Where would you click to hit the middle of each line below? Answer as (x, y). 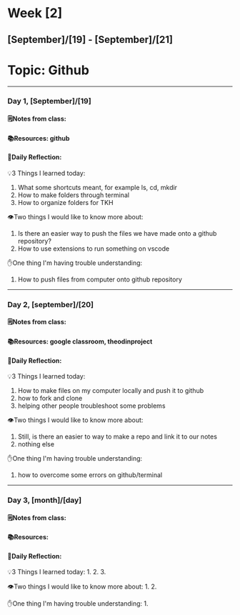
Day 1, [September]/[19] (49, 101)
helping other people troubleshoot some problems (91, 406)
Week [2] (35, 13)
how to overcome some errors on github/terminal (90, 475)
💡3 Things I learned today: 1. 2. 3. (57, 572)
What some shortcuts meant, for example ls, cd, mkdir (97, 187)
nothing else (36, 444)
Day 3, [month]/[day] (45, 500)
